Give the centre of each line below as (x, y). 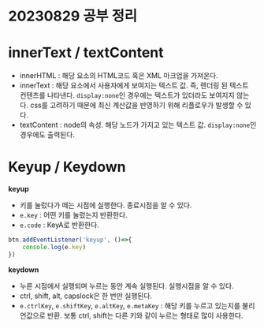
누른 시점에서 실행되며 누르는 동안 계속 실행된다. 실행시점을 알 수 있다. (126, 285)
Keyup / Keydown (67, 167)
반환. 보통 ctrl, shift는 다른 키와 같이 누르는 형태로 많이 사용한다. (145, 315)
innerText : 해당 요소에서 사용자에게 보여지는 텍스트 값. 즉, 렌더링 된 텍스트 (134, 86)
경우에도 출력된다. (47, 135)
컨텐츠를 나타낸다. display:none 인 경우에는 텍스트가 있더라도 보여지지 (127, 95)
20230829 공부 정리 (73, 16)
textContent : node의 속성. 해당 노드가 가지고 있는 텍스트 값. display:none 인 (138, 125)
